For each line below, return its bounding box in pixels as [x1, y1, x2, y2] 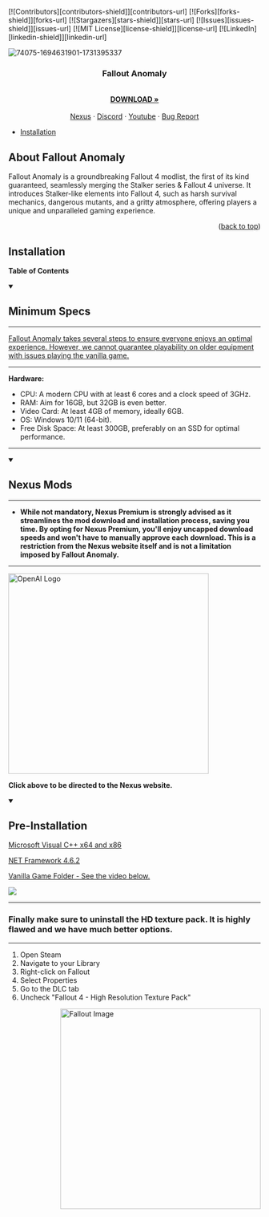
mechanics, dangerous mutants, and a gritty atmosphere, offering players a [8, 197, 258, 207]
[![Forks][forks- [189, 7, 240, 16]
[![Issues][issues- [195, 15, 255, 25]
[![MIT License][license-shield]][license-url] [73, 24, 218, 33]
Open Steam [19, 950, 62, 959]
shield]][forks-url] [8, 15, 67, 25]
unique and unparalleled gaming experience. [8, 206, 156, 216]
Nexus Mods [8, 478, 73, 492]
